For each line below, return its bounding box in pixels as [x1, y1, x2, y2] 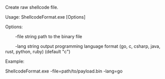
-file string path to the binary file [15, 34, 82, 39]
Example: [5, 58, 25, 64]
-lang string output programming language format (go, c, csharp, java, [15, 43, 161, 49]
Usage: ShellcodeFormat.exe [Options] [5, 14, 86, 20]
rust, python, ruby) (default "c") [5, 49, 70, 54]
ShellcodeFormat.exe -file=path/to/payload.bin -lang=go [5, 68, 123, 74]
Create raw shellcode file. [5, 5, 59, 10]
